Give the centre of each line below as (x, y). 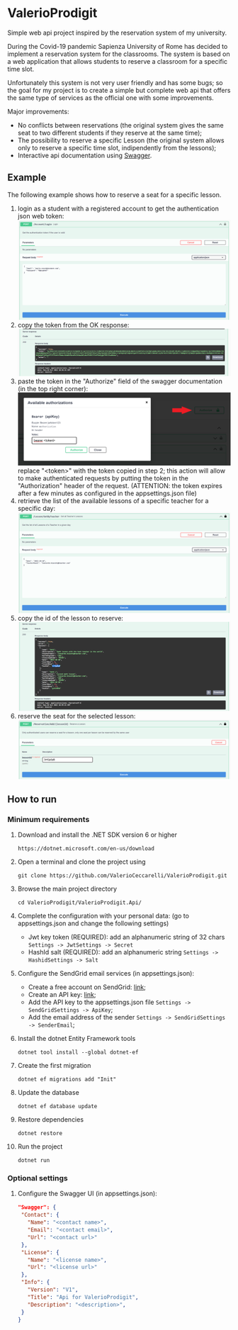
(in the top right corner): (53, 388)
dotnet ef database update (57, 1107)
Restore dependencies (50, 1120)
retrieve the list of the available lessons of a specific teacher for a (113, 501)
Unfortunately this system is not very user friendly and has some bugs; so (115, 82)
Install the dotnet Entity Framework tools (76, 1039)
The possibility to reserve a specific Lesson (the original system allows (121, 140)
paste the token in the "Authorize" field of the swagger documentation (120, 381)
